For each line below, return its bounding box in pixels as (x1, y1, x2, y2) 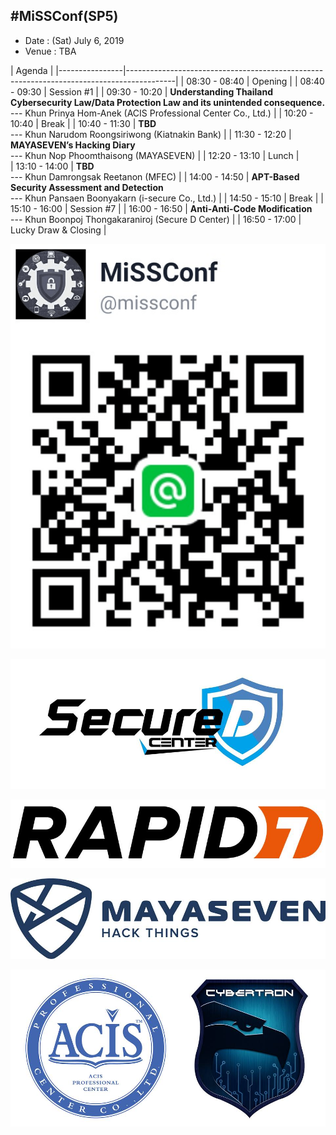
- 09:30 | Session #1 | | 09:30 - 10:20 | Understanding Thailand (10, 85, 273, 98)
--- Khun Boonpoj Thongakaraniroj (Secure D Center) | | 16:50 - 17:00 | (10, 213, 302, 225)
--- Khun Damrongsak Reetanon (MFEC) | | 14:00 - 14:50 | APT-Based (10, 170, 300, 183)
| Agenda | (10, 64, 54, 76)
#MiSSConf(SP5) (10, 8, 119, 25)
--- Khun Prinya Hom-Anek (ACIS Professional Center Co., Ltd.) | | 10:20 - (10, 107, 314, 119)
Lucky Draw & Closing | (10, 224, 107, 236)
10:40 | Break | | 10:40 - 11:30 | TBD (10, 117, 157, 129)
